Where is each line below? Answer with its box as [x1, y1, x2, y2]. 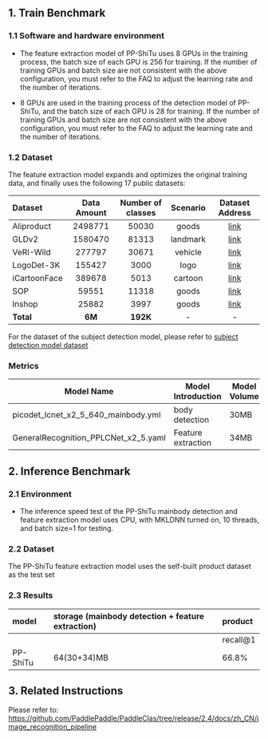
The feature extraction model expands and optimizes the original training [8, 169, 247, 179]
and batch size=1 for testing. [19, 523, 114, 533]
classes [126, 207, 156, 218]
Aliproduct [12, 220, 52, 231]
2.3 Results [8, 590, 53, 601]
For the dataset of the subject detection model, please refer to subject [8, 331, 238, 342]
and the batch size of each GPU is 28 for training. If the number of [42, 106, 260, 116]
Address [218, 207, 251, 218]
